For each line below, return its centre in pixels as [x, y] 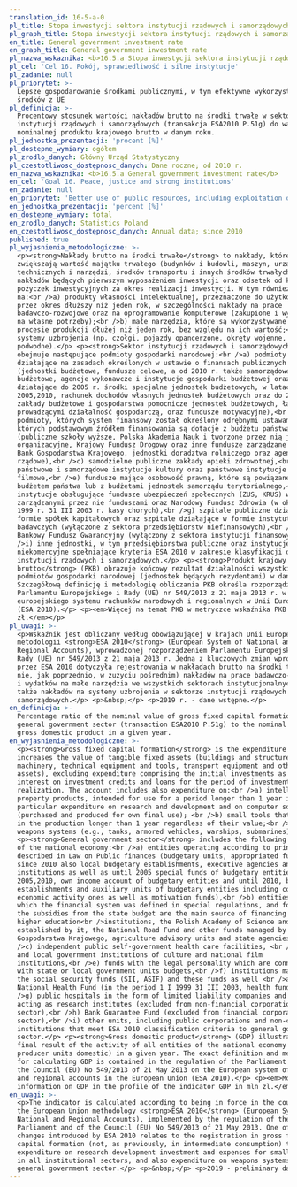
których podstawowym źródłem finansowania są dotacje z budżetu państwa [154, 429]
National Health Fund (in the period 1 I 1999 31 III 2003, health [144, 988]
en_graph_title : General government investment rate [108, 50]
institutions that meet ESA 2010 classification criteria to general [148, 1029]
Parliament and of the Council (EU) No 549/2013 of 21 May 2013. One [148, 1128]
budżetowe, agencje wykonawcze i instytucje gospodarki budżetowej [144, 379]
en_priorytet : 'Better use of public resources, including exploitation [146, 199]
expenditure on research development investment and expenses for [142, 1152]
